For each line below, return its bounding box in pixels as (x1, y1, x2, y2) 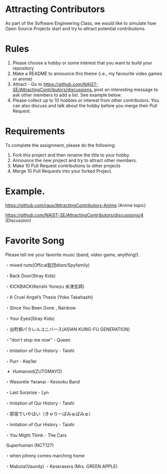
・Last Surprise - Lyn (5, 389, 49, 396)
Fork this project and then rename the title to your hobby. (12, 152, 130, 158)
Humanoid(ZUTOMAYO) (12, 368, 63, 374)
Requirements (5, 126, 65, 137)
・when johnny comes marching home (5, 452, 85, 458)
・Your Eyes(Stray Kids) (5, 315, 55, 322)
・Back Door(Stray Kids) (5, 273, 56, 279)
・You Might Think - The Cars (5, 432, 67, 438)
